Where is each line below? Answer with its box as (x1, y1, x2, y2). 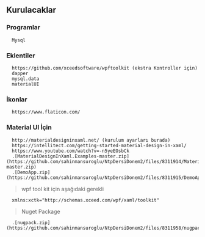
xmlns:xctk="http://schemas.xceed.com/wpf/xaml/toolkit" (12, 197, 160, 203)
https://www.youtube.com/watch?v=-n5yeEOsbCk (12, 148, 130, 154)
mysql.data (12, 76, 40, 82)
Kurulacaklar (6, 5, 57, 15)
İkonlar (6, 95, 27, 103)
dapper (12, 70, 29, 76)
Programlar (6, 23, 41, 32)
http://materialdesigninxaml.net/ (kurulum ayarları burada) (12, 137, 171, 143)
